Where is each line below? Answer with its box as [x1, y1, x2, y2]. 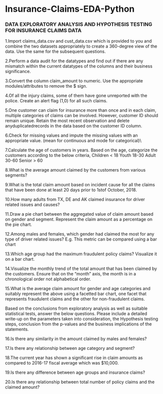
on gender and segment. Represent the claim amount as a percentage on [5, 217, 153, 222]
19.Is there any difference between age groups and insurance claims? [5, 369, 145, 375]
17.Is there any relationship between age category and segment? [5, 345, 135, 351]
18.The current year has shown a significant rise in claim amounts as [5, 355, 143, 361]
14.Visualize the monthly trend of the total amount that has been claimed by [5, 266, 158, 271]
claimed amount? [5, 384, 40, 390]
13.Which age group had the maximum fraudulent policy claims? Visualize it [5, 251, 158, 257]
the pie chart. [5, 222, 32, 227]
